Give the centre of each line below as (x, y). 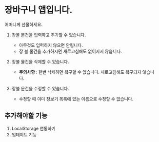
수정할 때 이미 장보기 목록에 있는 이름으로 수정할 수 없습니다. (76, 99)
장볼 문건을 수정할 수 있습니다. (40, 88)
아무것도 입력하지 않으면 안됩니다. (51, 45)
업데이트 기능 (24, 134)
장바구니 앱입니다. (39, 10)
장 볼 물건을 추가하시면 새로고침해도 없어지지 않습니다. (70, 51)
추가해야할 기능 (26, 116)
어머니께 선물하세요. (23, 24)
